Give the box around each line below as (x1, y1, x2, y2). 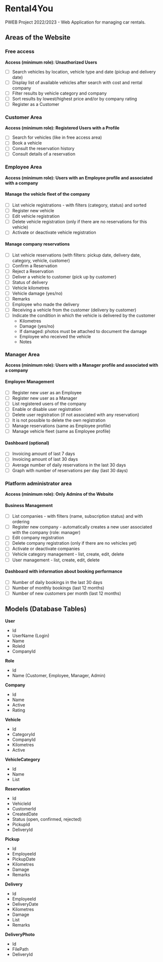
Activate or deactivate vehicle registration (12, 229, 96, 235)
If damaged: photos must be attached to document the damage (19, 329, 147, 334)
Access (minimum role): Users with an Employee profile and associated (5, 175, 153, 180)
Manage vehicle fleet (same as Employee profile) (12, 429, 111, 434)
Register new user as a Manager (12, 395, 78, 401)
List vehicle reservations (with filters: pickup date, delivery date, (12, 252, 142, 258)
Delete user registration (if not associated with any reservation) (12, 411, 140, 417)
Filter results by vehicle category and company (12, 90, 107, 96)
